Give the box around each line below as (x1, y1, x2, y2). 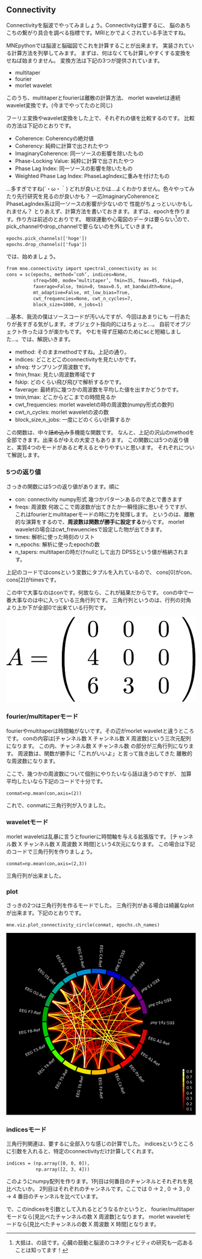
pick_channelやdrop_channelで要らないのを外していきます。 (6, 223, 156, 230)
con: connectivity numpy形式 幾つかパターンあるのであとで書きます (14, 496, 183, 503)
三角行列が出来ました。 (6, 872, 64, 879)
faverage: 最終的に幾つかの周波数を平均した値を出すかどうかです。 (14, 386, 182, 393)
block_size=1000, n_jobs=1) (32, 302, 103, 308)
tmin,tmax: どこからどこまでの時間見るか (14, 393, 116, 401)
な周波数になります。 (6, 757, 59, 765)
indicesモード (6, 1125, 47, 1133)
